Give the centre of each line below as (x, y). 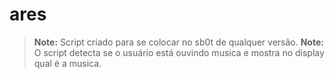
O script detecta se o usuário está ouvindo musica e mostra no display (179, 52)
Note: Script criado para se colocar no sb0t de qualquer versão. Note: (178, 42)
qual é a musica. (67, 63)
